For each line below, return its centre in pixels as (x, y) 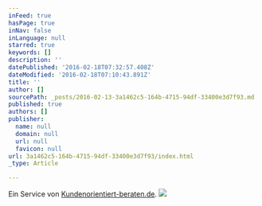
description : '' (35, 60)
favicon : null (39, 149)
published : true (35, 104)
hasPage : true (32, 23)
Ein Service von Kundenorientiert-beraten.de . (83, 194)
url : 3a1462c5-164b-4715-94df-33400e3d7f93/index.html (101, 156)
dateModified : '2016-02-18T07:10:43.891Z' (80, 75)
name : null (33, 126)
